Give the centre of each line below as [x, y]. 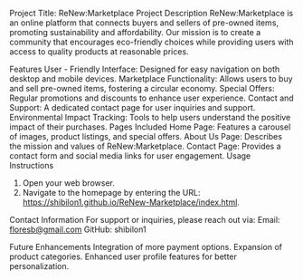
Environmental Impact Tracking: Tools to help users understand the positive [150, 117]
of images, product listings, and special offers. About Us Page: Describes [146, 136]
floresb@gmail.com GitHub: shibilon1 [78, 229]
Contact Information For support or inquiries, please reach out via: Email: [145, 220]
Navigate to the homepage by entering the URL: [111, 193]
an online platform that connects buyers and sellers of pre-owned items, [144, 23]
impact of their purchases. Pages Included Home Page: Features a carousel [150, 127]
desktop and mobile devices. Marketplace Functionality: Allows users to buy [151, 79]
